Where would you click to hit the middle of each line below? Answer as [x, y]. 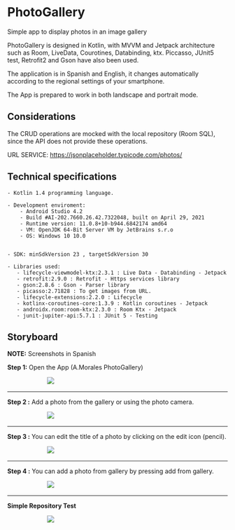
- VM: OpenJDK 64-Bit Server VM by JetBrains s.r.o [97, 230]
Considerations [42, 117]
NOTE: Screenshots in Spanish [52, 354]
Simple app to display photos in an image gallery [77, 32]
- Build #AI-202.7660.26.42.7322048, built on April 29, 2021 [112, 217]
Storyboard [33, 337]
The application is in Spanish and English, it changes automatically [103, 74]
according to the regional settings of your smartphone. [86, 81]
